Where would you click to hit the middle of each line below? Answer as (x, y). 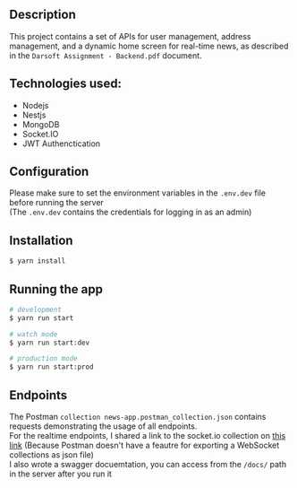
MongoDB (41, 124)
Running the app (56, 289)
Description (42, 15)
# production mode (43, 359)
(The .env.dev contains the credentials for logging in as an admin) (131, 212)
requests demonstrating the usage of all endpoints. (103, 426)
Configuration (49, 172)
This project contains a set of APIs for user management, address (130, 36)
